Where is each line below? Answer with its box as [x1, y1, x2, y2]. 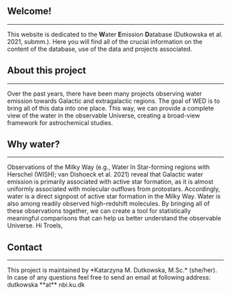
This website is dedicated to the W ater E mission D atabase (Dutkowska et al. [7, 30, 223, 38]
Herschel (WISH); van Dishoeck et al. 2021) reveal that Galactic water [7, 170, 203, 179]
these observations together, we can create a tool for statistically [7, 207, 191, 215]
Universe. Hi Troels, [7, 221, 63, 229]
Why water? [7, 139, 60, 150]
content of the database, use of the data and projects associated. [7, 45, 192, 53]
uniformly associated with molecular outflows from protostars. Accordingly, [7, 185, 221, 193]
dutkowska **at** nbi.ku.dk [7, 281, 85, 289]
